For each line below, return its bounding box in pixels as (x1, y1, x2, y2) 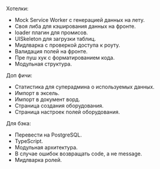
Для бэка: (6, 120, 31, 126)
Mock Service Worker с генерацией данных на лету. (14, 17, 145, 23)
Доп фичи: (6, 72, 32, 79)
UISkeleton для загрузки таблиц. (14, 35, 96, 42)
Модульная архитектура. (14, 144, 78, 151)
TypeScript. (14, 138, 43, 144)
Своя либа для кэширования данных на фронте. (14, 23, 136, 30)
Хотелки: (6, 5, 28, 12)
